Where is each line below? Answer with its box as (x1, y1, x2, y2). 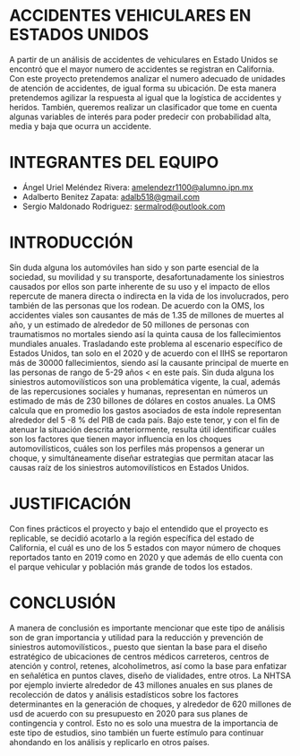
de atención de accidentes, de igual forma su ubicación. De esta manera (9, 83, 277, 93)
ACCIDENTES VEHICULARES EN (9, 5, 252, 26)
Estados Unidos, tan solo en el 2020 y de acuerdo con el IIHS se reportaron (9, 347, 288, 359)
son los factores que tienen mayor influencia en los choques (9, 433, 232, 444)
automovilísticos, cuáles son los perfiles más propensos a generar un (9, 443, 265, 454)
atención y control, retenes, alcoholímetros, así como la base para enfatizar (9, 660, 287, 671)
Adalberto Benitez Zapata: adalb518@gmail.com (21, 191, 200, 202)
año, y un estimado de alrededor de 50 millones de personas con (9, 319, 250, 330)
